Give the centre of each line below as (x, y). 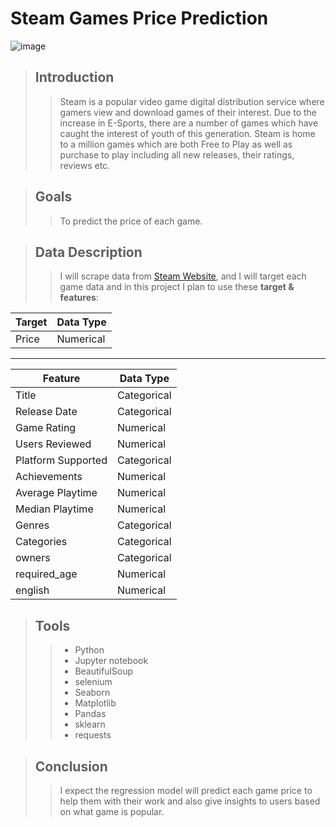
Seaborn (92, 693)
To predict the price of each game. (131, 221)
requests (93, 735)
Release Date (46, 412)
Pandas (90, 714)
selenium (93, 682)
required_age (46, 574)
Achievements (49, 477)
